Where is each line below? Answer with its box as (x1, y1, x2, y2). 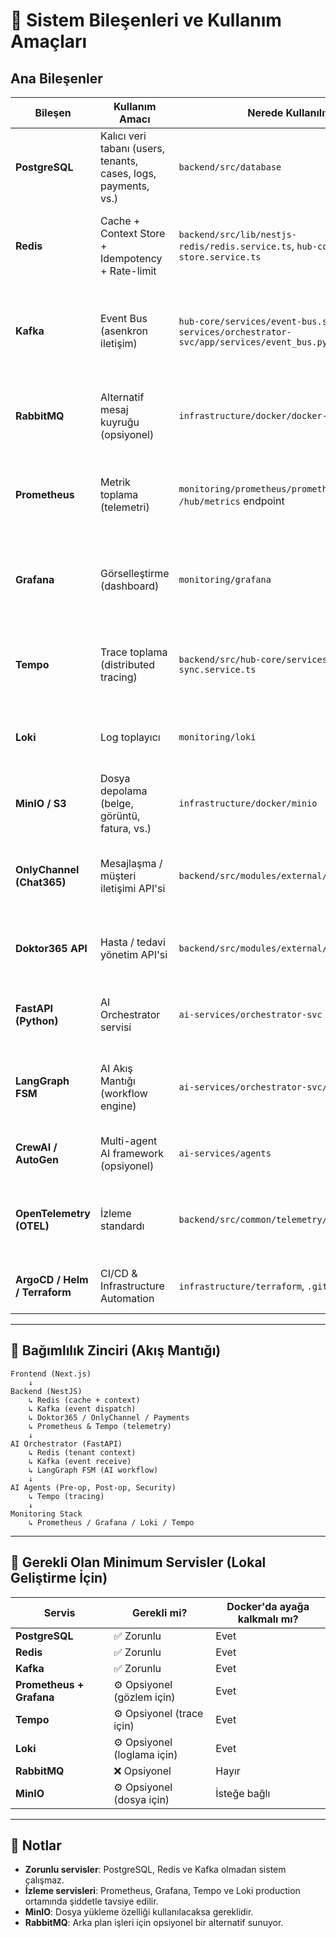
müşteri (100, 869, 137, 883)
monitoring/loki (178, 732, 257, 743)
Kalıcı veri (100, 129, 147, 143)
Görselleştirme (100, 567, 170, 580)
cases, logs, (100, 167, 157, 180)
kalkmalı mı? (237, 1612, 299, 1626)
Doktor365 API (15, 942, 88, 955)
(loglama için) (113, 1747, 178, 1761)
